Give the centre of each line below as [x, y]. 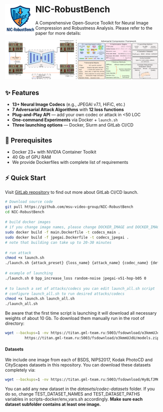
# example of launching [29, 273]
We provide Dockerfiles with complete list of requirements [70, 162]
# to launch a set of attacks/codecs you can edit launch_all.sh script [80, 288]
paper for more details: [58, 33]
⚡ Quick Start [25, 178]
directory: [15, 323]
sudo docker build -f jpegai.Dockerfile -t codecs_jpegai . [67, 237]
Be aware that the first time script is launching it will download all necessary [81, 313]
